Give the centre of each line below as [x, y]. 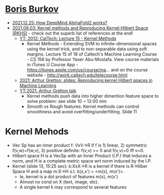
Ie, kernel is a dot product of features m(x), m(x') [69, 176]
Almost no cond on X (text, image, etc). [59, 182]
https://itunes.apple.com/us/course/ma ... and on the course [87, 69]
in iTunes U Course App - [53, 65]
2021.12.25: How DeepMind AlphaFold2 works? [60, 23]
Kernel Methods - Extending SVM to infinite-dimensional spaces [92, 43]
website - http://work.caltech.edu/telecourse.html [77, 75]
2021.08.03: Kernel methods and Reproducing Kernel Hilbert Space [80, 28]
